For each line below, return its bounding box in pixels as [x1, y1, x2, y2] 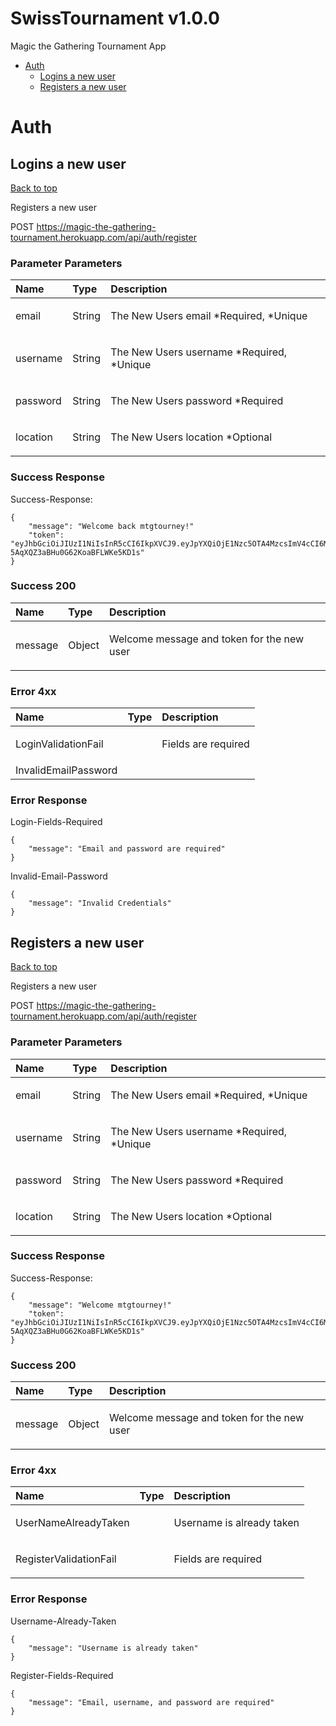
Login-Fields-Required [10, 816, 103, 828]
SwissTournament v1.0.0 [10, 7, 220, 30]
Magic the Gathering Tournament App [10, 40, 167, 52]
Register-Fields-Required [10, 1669, 114, 1681]
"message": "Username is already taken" [28, 1643, 199, 1653]
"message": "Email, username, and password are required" [28, 1697, 275, 1707]
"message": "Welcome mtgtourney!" [28, 1300, 172, 1310]
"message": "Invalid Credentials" [28, 898, 172, 909]
